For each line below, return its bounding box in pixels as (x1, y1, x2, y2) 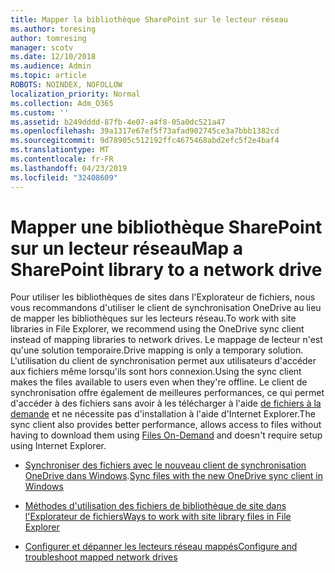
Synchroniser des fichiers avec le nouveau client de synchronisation (24, 459, 307, 471)
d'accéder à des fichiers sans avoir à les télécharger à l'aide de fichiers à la (10, 397, 322, 410)
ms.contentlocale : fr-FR (10, 154, 114, 164)
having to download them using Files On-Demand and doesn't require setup (10, 429, 323, 441)
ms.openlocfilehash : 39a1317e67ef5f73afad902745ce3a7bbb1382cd (10, 126, 280, 136)
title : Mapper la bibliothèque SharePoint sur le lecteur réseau (10, 14, 288, 25)
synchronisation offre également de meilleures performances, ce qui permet (10, 387, 325, 399)
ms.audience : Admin (10, 61, 92, 71)
